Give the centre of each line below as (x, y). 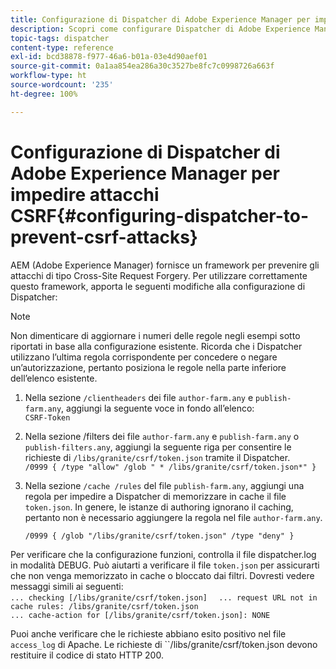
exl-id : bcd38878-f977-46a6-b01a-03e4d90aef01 (109, 57)
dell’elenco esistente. (54, 378)
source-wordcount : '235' (62, 85)
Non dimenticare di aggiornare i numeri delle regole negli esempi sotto (155, 335)
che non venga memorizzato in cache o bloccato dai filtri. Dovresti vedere (162, 575)
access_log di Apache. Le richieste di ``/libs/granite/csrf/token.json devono (164, 644)
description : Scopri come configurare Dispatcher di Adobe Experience (160, 29)
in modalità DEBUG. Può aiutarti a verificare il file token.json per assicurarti (165, 565)
